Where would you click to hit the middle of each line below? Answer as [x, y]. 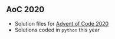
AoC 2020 [25, 10]
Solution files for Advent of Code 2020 [62, 23]
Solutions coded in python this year [57, 30]
